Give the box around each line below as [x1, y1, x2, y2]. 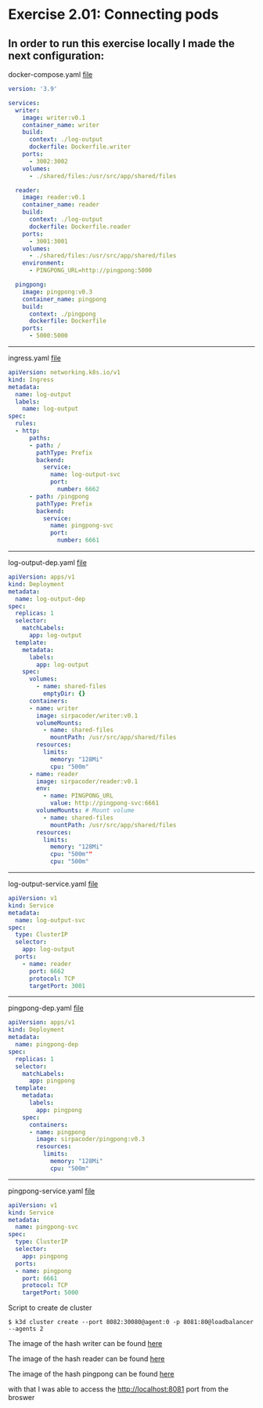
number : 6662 [57, 485, 100, 493]
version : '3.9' [8, 85, 58, 93]
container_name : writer [22, 121, 100, 129]
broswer [8, 1393, 35, 1403]
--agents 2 [8, 1325, 44, 1333]
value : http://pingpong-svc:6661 [49, 799, 159, 808]
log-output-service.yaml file [8, 879, 99, 888]
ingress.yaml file [8, 353, 61, 363]
